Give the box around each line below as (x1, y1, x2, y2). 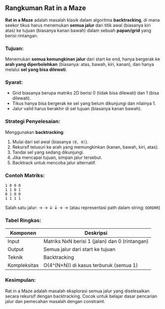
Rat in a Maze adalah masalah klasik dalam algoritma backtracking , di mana (5, 17, 160, 23)
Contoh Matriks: (5, 172, 45, 179)
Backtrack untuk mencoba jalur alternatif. (12, 159, 96, 165)
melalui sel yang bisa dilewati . (5, 66, 67, 73)
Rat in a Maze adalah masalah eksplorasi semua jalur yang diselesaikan (5, 288, 150, 294)
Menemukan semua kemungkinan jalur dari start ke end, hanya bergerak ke (5, 56, 160, 62)
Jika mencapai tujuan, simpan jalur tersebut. (12, 154, 102, 160)
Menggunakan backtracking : (5, 129, 65, 135)
